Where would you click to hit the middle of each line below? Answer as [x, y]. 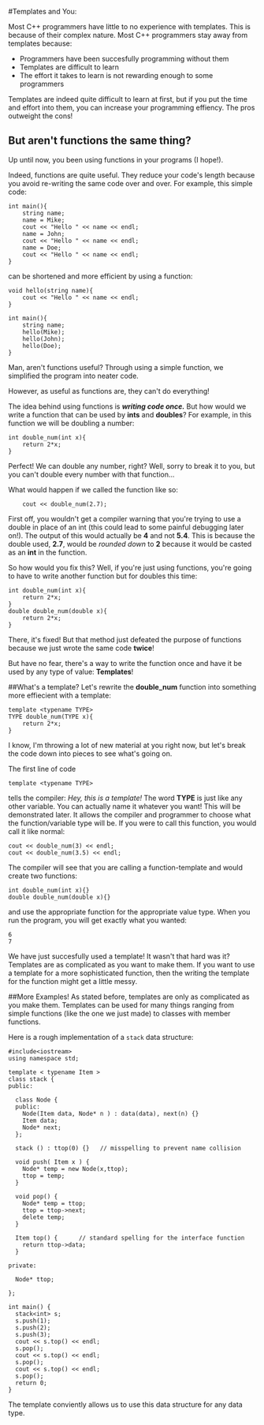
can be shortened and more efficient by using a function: [100, 276]
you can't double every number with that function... [91, 474]
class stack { [32, 1079]
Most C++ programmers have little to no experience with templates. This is [129, 26]
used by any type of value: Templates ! [71, 671]
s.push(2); [33, 1328]
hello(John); [44, 338]
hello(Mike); [44, 332]
